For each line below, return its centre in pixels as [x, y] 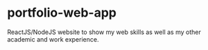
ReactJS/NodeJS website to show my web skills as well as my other [104, 32]
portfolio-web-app [62, 13]
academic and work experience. [53, 39]
